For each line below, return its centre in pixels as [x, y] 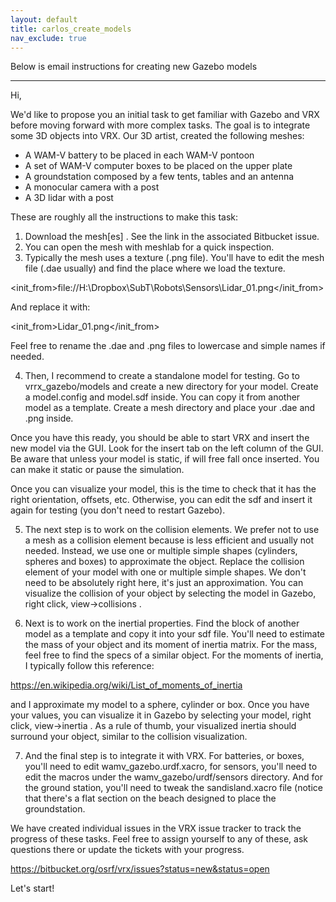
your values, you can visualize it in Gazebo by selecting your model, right [161, 715]
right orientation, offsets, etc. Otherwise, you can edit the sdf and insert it [161, 500]
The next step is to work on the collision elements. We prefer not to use [172, 530]
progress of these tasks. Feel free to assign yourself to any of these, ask [159, 839]
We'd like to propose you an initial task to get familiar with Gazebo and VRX [165, 115]
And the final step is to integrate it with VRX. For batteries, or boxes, [164, 756]
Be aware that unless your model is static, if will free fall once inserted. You [165, 459]
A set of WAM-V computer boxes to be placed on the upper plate [158, 166]
